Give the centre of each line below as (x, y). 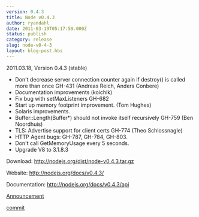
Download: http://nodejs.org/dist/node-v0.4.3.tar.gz (70, 161)
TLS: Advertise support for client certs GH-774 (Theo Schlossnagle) (99, 130)
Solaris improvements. (43, 111)
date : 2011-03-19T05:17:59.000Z (46, 28)
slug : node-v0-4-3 (29, 46)
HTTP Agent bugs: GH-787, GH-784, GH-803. (71, 137)
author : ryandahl (28, 23)
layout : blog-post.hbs (34, 51)
